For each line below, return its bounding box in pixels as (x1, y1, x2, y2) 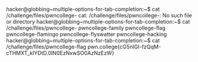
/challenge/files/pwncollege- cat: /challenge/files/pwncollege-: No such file (6, 12, 192, 19)
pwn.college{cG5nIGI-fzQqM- (87, 43, 161, 50)
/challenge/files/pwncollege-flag (6, 43, 86, 50)
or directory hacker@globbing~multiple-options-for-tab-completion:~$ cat (6, 18, 190, 25)
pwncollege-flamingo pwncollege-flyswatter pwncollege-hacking (6, 31, 167, 38)
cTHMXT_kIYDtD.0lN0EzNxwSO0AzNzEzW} (6, 50, 115, 56)
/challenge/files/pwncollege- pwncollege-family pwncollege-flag (6, 24, 166, 31)
